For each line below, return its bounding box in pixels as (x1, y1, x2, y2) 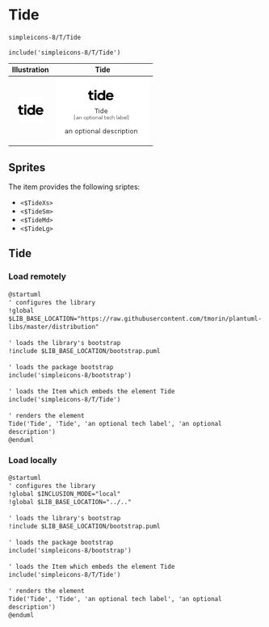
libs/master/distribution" (8, 322, 99, 330)
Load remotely (8, 271, 67, 282)
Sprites (8, 160, 46, 175)
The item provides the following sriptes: (8, 182, 141, 191)
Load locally (8, 454, 57, 465)
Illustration (11, 65, 50, 74)
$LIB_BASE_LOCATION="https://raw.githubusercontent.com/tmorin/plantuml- (8, 314, 263, 322)
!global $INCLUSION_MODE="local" (8, 490, 121, 498)
